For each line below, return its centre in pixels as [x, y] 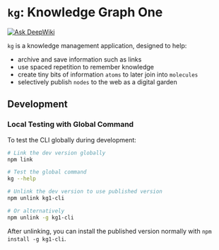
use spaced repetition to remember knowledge [85, 67]
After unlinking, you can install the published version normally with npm [109, 231]
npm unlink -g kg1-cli [41, 217]
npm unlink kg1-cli [36, 198]
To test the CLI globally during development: [72, 140]
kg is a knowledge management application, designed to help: [97, 45]
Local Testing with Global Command [71, 125]
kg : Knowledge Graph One [85, 12]
